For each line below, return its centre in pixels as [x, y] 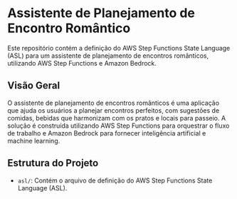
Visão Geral [34, 86]
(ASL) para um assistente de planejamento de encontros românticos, [108, 56]
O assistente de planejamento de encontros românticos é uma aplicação [113, 103]
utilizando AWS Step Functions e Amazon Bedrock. [82, 63]
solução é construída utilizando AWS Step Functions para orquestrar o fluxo [118, 126]
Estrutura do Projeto [53, 163]
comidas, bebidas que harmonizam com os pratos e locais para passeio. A [117, 118]
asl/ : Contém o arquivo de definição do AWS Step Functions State [115, 180]
